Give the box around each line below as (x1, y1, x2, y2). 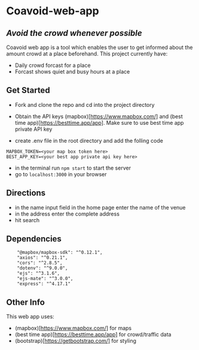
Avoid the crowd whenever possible (6, 28, 142, 38)
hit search (14, 216, 40, 223)
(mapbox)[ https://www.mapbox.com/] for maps (14, 324, 132, 332)
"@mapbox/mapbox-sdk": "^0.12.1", (17, 250, 103, 256)
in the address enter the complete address (14, 210, 120, 217)
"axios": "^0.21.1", (17, 255, 68, 261)
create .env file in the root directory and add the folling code (14, 137, 163, 144)
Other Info (6, 297, 45, 307)
